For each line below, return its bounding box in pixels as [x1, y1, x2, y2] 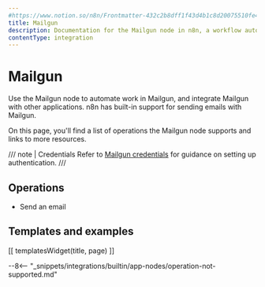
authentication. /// [8, 158, 67, 168]
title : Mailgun [8, 19, 58, 27]
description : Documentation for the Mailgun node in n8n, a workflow [8, 26, 242, 34]
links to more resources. [8, 134, 87, 144]
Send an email [19, 202, 66, 211]
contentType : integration [8, 33, 93, 42]
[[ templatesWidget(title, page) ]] [8, 246, 115, 255]
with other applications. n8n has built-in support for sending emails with [8, 102, 242, 111]
